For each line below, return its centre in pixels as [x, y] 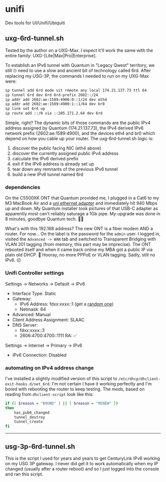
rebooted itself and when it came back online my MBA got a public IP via [79, 250]
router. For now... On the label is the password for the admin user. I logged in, [83, 234]
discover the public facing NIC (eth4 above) [57, 148]
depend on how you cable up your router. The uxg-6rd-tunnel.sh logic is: [79, 139]
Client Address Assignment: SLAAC [48, 320]
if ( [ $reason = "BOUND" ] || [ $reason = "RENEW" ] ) [62, 403]
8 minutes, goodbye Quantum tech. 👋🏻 [44, 219]
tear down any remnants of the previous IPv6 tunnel [65, 169]
